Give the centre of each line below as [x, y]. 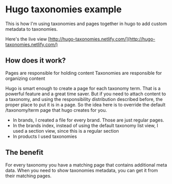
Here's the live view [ [28, 39]
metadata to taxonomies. [32, 29]
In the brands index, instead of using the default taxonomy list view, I [85, 125]
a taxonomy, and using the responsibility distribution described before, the [84, 99]
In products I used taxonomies [45, 136]
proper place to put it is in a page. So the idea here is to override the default [85, 105]
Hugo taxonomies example [64, 9]
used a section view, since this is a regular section [66, 131]
